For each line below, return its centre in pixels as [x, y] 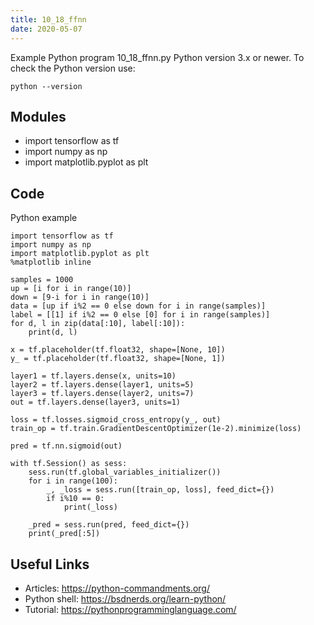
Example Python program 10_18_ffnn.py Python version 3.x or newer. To [157, 57]
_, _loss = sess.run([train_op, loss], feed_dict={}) [160, 490]
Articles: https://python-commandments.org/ [117, 588]
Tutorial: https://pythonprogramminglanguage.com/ [130, 609]
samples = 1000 [42, 280]
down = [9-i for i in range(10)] [80, 297]
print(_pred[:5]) [64, 534]
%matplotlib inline [51, 262]
